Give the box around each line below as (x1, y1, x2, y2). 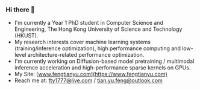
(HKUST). (14, 32, 39, 39)
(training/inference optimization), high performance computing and (14, 45, 181, 52)
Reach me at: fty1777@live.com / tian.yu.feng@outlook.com (14, 77, 163, 84)
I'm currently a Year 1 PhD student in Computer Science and (14, 19, 164, 27)
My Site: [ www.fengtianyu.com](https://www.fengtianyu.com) (14, 71, 168, 78)
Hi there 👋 (5, 5, 36, 14)
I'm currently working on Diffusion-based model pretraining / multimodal (14, 57, 195, 65)
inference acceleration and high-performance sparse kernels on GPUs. (14, 64, 191, 71)
